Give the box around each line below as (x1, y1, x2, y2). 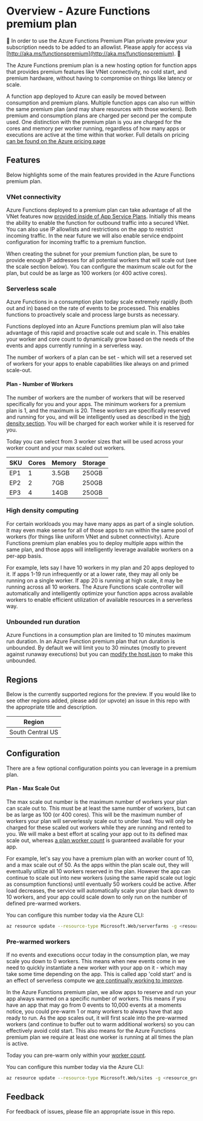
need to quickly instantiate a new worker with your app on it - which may (6, 964, 187, 971)
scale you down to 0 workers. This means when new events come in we (6, 958, 185, 965)
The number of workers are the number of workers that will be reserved (6, 394, 185, 401)
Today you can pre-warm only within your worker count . (6, 1052, 147, 1059)
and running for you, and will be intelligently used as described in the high (6, 413, 190, 421)
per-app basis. (6, 552, 43, 560)
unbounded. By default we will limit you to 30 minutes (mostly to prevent (6, 644, 187, 651)
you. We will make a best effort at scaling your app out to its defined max (6, 830, 188, 838)
